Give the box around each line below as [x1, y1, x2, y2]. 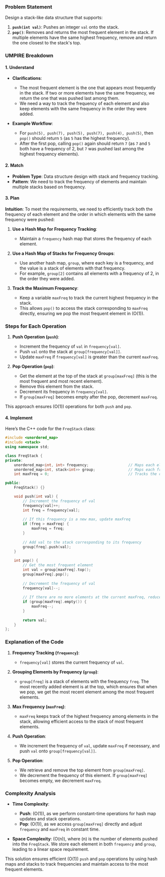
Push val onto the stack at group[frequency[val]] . [19, 349, 122, 355]
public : [5, 480, 21, 486]
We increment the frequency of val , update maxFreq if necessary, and [19, 742, 160, 748]
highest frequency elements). [19, 151, 80, 157]
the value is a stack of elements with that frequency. [19, 265, 126, 271]
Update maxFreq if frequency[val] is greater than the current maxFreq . [19, 354, 159, 360]
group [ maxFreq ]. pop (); [23, 572, 69, 577]
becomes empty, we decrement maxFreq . [19, 777, 102, 783]
